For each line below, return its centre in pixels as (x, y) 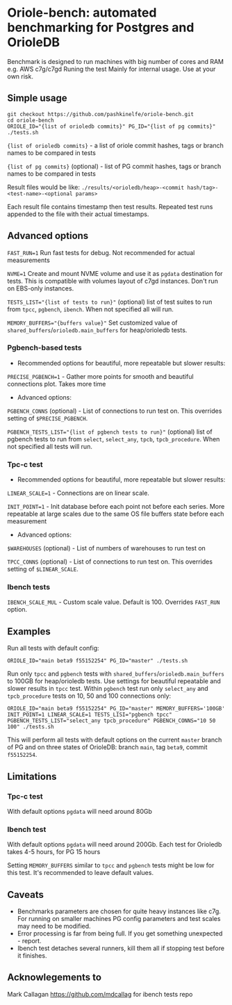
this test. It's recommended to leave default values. (81, 873)
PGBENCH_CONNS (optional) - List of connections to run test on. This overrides (115, 411)
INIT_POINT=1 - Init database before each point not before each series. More (116, 507)
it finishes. (32, 956)
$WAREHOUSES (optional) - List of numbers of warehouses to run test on (107, 548)
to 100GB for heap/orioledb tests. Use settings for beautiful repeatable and (114, 681)
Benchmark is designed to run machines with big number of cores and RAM (116, 61)
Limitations (32, 776)
